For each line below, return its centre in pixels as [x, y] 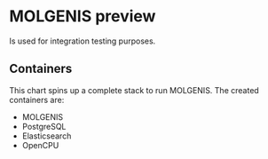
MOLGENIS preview [83, 16]
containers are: [37, 99]
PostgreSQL [44, 126]
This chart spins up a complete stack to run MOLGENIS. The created [134, 90]
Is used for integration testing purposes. [83, 41]
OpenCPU [40, 145]
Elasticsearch [47, 136]
